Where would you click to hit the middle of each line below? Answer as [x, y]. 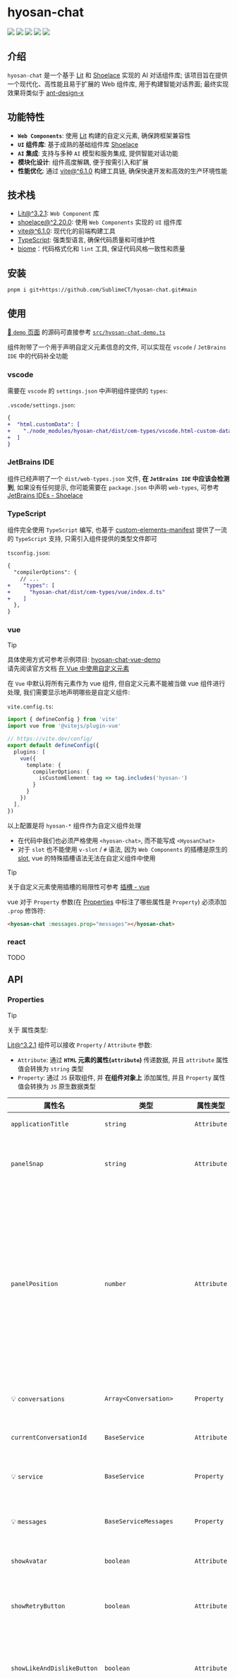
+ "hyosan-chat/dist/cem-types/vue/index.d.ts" [86, 592]
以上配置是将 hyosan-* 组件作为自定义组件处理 [74, 825]
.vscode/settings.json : [42, 405]
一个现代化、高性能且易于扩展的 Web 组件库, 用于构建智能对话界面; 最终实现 [118, 84]
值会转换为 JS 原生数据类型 [56, 1086]
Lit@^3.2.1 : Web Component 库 [59, 213]
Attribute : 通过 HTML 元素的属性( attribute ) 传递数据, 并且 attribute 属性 [123, 1059]
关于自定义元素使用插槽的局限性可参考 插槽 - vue [79, 886]
